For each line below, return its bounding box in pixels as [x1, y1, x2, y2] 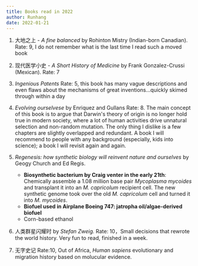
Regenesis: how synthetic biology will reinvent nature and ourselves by [14, 154, 189, 161]
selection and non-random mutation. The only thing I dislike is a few [14, 123, 181, 131]
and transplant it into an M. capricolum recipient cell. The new [23, 184, 175, 191]
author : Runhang [6, 14, 46, 20]
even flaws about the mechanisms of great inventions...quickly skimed [14, 87, 187, 94]
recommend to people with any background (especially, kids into [14, 136, 174, 143]
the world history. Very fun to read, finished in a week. [14, 235, 148, 242]
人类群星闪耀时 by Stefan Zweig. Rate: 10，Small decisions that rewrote [14, 228, 190, 235]
